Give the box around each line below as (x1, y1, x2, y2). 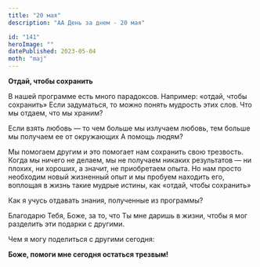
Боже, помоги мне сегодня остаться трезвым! (8, 250, 169, 259)
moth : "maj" (8, 55, 47, 63)
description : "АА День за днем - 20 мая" (8, 19, 146, 27)
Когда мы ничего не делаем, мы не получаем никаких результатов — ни (8, 155, 252, 165)
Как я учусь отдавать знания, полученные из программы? (8, 196, 204, 205)
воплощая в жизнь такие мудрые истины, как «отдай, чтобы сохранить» (8, 181, 251, 189)
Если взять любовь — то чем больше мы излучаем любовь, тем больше (8, 123, 251, 133)
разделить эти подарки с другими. (8, 219, 125, 229)
